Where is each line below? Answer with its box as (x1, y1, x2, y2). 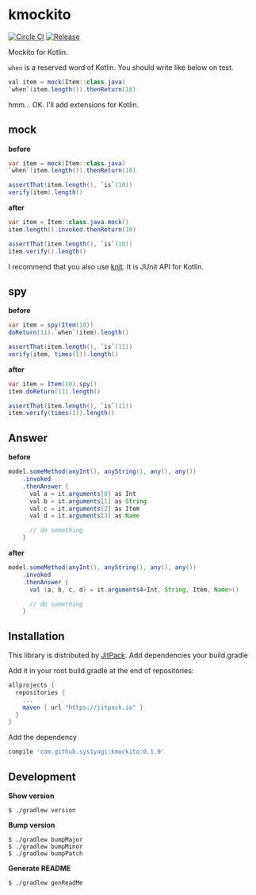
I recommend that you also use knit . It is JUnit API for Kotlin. (8, 262, 204, 271)
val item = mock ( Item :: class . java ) (8, 78, 126, 86)
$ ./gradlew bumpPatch (8, 850, 83, 858)
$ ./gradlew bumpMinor (8, 843, 83, 850)
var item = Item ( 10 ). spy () (8, 380, 97, 388)
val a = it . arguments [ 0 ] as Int (29, 490, 136, 498)
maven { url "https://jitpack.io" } (22, 703, 144, 711)
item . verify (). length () (8, 247, 87, 255)
